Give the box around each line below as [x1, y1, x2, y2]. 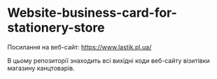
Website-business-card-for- [7, 5, 177, 21]
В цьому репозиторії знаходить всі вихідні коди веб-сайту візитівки [7, 56, 210, 64]
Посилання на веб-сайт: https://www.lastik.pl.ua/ [7, 43, 152, 51]
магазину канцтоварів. [7, 64, 75, 72]
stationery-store [7, 20, 105, 36]
